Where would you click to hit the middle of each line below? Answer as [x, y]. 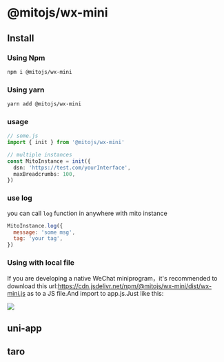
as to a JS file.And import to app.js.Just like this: [95, 294]
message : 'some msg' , [44, 232]
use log [20, 198]
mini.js [17, 294]
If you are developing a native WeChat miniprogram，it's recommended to [113, 279]
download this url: [33, 286]
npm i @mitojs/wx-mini [40, 72]
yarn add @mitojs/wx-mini [44, 104]
